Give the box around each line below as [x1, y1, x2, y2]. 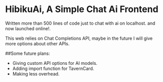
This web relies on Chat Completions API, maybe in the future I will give [5, 35, 153, 41]
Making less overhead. [12, 70, 60, 76]
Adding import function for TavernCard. [12, 65, 94, 71]
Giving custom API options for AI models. [12, 60, 98, 66]
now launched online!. [5, 25, 51, 31]
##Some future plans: [5, 50, 50, 56]
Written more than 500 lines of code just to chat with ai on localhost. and [5, 20, 155, 26]
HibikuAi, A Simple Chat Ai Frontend [5, 4, 159, 15]
